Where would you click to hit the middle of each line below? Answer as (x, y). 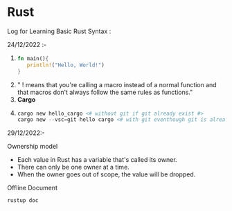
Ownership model (33, 147)
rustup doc (23, 201)
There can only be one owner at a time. (73, 167)
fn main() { (33, 58)
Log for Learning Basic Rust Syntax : (59, 31)
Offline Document (32, 188)
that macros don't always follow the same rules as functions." (105, 92)
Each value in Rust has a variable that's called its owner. (97, 160)
